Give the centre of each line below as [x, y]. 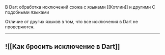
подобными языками [27, 12]
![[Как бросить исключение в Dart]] [63, 46]
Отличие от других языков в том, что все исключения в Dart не [72, 22]
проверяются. [20, 27]
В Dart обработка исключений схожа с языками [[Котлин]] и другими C [80, 7]
